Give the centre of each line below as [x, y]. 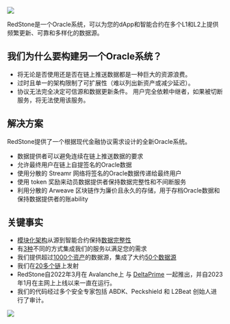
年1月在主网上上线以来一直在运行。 [66, 283]
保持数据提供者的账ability [53, 199]
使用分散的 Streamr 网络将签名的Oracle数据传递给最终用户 [99, 173]
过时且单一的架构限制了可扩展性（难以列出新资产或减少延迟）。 [105, 83]
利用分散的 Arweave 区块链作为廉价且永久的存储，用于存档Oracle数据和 [118, 190]
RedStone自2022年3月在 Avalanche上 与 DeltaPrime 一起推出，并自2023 [120, 275]
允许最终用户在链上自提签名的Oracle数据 [74, 164]
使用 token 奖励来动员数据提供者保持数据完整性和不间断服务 [102, 182]
